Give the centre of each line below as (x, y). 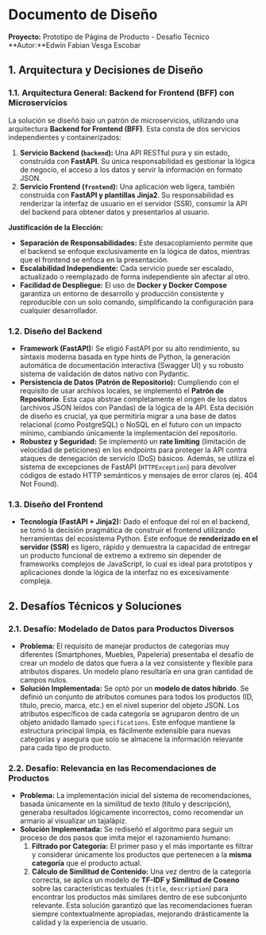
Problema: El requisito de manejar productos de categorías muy (125, 646)
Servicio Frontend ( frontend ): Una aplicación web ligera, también (127, 186)
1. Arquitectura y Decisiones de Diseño (106, 70)
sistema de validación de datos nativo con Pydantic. (105, 374)
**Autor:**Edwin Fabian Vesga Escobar (75, 45)
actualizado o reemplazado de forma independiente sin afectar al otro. (135, 276)
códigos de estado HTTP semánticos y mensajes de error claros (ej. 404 (139, 475)
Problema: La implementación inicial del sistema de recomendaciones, (135, 796)
